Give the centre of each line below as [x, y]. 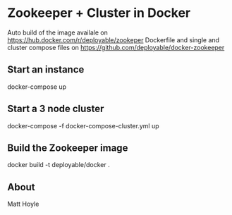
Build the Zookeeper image [68, 148]
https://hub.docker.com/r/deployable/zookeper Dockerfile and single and [114, 39]
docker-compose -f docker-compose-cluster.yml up [83, 125]
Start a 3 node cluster [56, 109]
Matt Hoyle [23, 204]
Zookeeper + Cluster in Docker [99, 13]
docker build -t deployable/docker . [59, 165]
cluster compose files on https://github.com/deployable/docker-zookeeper [116, 47]
